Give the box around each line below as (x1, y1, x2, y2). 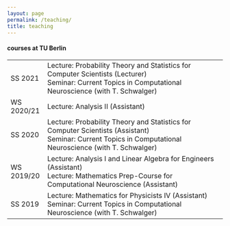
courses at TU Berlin (7, 44, 66, 52)
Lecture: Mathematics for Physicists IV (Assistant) (47, 190, 207, 200)
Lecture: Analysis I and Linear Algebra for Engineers (47, 153, 214, 163)
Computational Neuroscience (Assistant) (47, 179, 178, 189)
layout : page (7, 10, 44, 17)
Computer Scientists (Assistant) (47, 125, 150, 135)
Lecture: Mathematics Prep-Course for (47, 171, 173, 180)
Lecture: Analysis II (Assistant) (47, 101, 145, 111)
